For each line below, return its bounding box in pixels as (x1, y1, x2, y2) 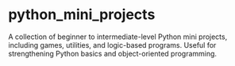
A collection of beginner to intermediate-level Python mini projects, (8, 32, 228, 41)
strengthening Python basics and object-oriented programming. (8, 49, 217, 58)
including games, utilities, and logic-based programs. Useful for (8, 40, 217, 49)
